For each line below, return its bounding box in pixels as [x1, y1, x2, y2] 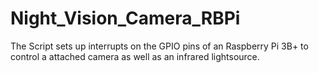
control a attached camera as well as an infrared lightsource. [10, 50, 260, 62]
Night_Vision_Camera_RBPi [10, 7, 241, 30]
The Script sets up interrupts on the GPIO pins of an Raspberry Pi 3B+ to [10, 40, 309, 52]
